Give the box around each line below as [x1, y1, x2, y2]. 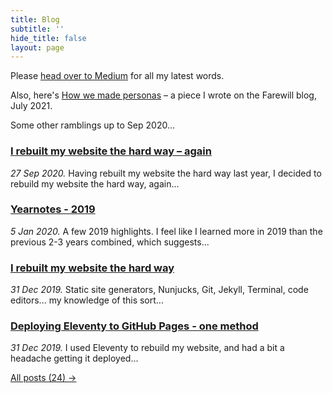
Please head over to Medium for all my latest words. [10, 70, 225, 82]
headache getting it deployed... [10, 352, 139, 365]
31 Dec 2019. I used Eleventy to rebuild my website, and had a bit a [10, 342, 285, 354]
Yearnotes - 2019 [10, 202, 96, 216]
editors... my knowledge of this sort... [10, 294, 164, 306]
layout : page [10, 42, 65, 53]
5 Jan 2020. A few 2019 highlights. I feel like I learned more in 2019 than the [10, 225, 323, 237]
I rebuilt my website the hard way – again [10, 144, 212, 158]
